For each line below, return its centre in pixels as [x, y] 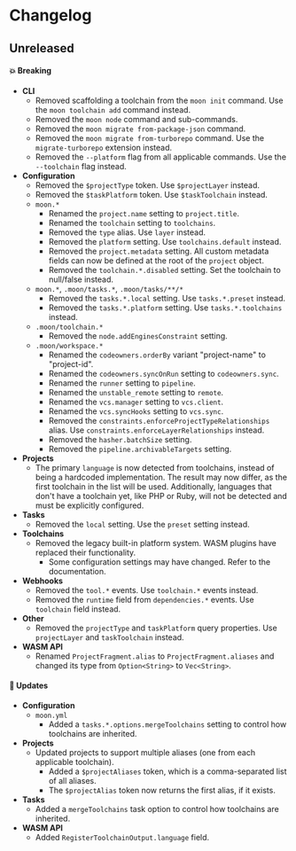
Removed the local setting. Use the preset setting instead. [142, 524]
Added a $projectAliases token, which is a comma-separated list [167, 771]
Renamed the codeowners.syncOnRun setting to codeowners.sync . [164, 373]
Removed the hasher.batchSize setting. [120, 439]
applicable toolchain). [75, 761]
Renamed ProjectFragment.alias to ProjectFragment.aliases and [155, 656]
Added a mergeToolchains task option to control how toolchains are [157, 808]
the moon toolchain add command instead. [113, 109]
